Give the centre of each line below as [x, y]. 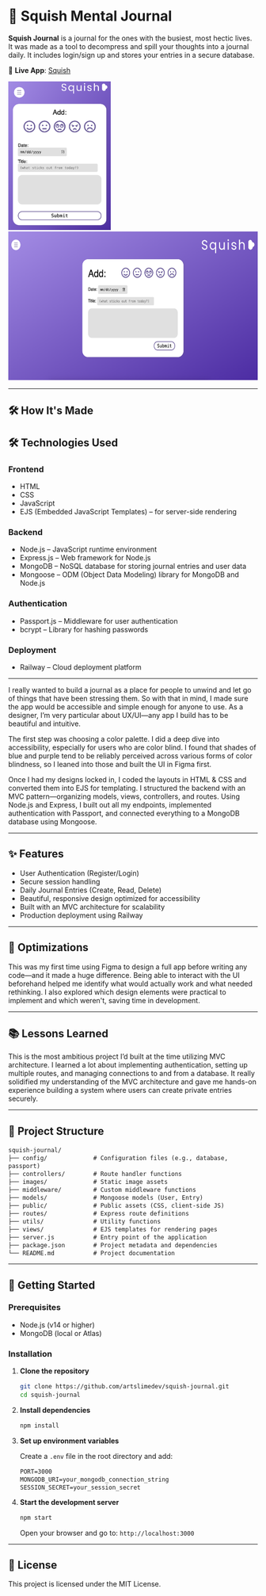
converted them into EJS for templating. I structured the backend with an [127, 788]
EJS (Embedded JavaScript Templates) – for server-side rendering [128, 512]
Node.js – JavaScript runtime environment [88, 549]
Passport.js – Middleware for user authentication [99, 620]
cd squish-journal [50, 1395]
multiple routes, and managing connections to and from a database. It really [132, 1074]
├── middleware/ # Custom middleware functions [102, 1190]
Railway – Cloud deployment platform [80, 667]
